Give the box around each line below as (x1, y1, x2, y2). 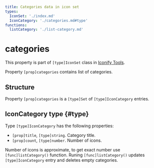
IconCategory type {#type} (5, 110, 89, 118)
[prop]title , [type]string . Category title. (12, 132, 96, 138)
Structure (5, 83, 35, 91)
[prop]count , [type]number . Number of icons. (12, 137, 102, 143)
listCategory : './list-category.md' (9, 27, 84, 32)
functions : (5, 22, 27, 28)
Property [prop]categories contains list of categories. (5, 69, 113, 75)
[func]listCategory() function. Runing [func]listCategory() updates (5, 152, 145, 158)
